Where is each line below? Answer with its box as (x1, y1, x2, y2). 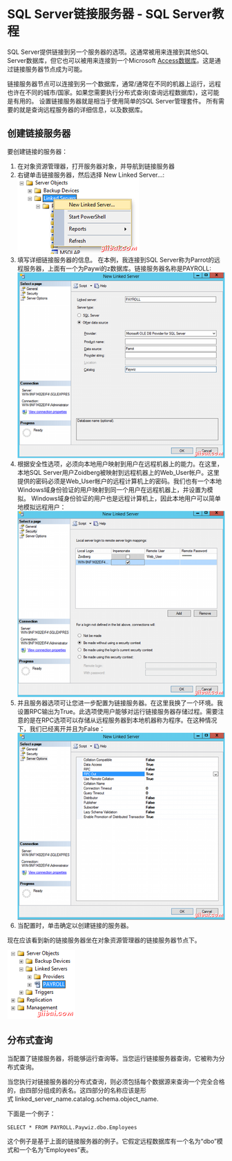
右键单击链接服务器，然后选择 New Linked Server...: (17, 170, 165, 179)
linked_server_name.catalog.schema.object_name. (14, 1095, 159, 1103)
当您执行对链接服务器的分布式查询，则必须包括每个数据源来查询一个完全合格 (7, 1077, 225, 1086)
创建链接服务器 (7, 128, 71, 139)
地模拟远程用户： (17, 503, 66, 511)
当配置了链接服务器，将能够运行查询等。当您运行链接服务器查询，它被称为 (7, 1054, 219, 1062)
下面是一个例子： (7, 1109, 56, 1118)
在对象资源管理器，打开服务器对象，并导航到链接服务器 (17, 162, 175, 170)
